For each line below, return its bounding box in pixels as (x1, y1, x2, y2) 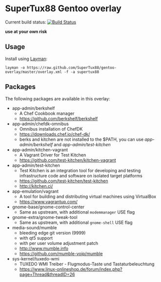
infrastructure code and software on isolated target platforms (19, 173, 142, 178)
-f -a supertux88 (64, 69, 99, 74)
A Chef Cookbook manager (19, 110, 75, 116)
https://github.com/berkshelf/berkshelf (19, 115, 98, 121)
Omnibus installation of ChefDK (19, 126, 83, 132)
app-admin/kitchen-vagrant (12, 147, 68, 152)
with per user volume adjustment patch (19, 240, 99, 246)
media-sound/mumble (12, 224, 57, 230)
